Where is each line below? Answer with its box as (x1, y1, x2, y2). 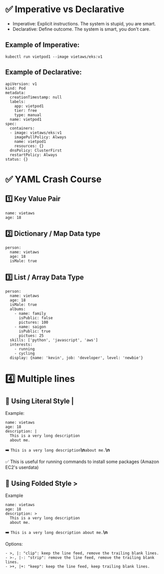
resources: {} (14, 143, 44, 148)
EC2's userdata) (5, 465, 39, 471)
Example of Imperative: (5, 41, 80, 49)
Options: (5, 541, 23, 547)
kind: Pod (5, 86, 26, 91)
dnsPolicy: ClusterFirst (10, 148, 62, 153)
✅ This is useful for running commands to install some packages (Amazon (5, 458, 159, 465)
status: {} (5, 157, 28, 162)
